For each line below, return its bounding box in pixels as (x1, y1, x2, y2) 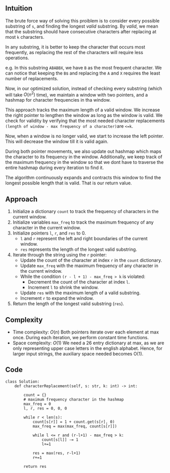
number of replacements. (5, 75, 59, 81)
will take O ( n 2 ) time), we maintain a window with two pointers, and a (5, 90, 148, 98)
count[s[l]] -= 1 (41, 437, 79, 442)
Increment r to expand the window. (20, 295, 94, 301)
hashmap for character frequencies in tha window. (5, 97, 111, 103)
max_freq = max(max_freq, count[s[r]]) (32, 423, 117, 429)
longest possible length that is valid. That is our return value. (5, 180, 132, 186)
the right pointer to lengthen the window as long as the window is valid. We (5, 112, 163, 119)
